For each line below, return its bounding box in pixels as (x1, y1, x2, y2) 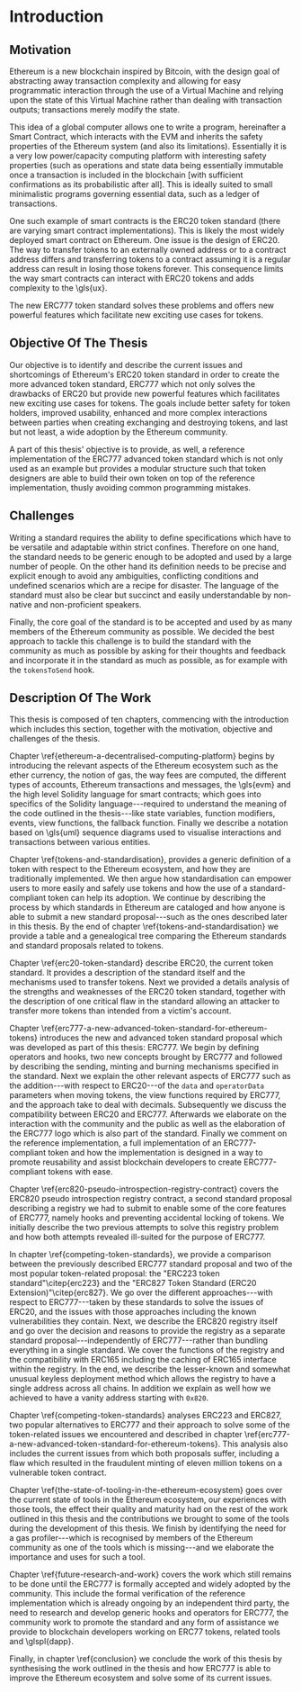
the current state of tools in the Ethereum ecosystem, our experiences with (9, 1494, 287, 1505)
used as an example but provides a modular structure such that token (9, 463, 267, 473)
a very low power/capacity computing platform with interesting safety (9, 150, 267, 161)
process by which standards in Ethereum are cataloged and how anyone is (9, 902, 286, 913)
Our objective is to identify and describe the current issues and (9, 359, 243, 370)
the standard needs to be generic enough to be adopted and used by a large (9, 551, 292, 562)
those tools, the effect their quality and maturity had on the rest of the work (9, 1504, 288, 1515)
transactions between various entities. (9, 837, 151, 848)
